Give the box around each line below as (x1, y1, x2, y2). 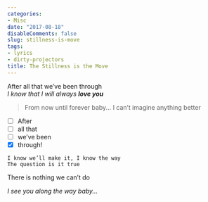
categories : (7, 10, 42, 18)
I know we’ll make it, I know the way (7, 154, 121, 162)
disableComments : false (7, 30, 77, 37)
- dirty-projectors (7, 56, 65, 63)
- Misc (7, 17, 27, 24)
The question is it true (7, 160, 80, 168)
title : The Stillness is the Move (7, 63, 109, 70)
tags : (7, 43, 23, 50)
